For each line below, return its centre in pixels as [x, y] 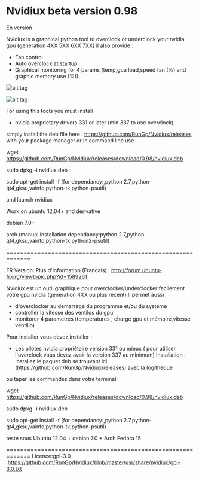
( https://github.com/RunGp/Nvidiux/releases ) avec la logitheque [94, 367]
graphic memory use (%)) [47, 76]
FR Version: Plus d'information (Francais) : [58, 270]
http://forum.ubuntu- [137, 270]
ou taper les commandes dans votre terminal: [62, 379]
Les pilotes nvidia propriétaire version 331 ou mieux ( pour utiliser [95, 348]
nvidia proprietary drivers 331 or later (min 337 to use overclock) [94, 122]
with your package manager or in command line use [70, 140]
